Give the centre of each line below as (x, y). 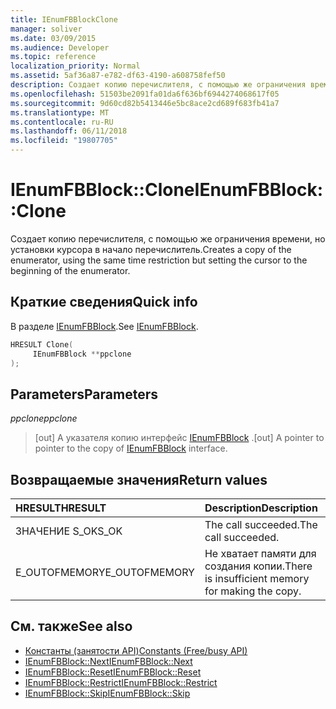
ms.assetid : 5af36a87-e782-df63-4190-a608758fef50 (118, 76)
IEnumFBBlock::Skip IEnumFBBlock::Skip (107, 693)
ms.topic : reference (53, 57)
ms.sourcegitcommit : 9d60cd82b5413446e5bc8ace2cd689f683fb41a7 (145, 103)
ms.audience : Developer (60, 47)
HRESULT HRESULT (61, 508)
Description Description (261, 508)
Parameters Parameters (84, 394)
